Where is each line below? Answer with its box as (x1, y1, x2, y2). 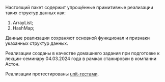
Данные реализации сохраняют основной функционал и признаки (5, 35, 150, 41)
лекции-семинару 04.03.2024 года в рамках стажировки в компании (5, 56, 157, 62)
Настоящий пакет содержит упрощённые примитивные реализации (5, 5, 154, 10)
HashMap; (12, 25, 35, 31)
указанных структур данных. (5, 40, 68, 46)
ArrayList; (12, 20, 34, 25)
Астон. (5, 61, 20, 67)
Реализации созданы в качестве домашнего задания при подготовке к (5, 50, 160, 56)
